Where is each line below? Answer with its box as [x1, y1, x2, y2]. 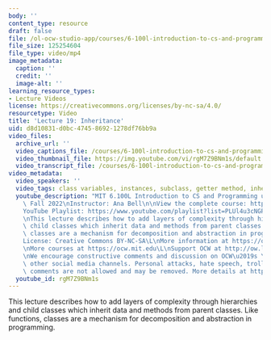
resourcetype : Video [8, 110, 78, 118]
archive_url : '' [15, 139, 70, 148]
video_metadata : [8, 170, 63, 178]
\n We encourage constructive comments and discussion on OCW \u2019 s [23, 252, 258, 260]
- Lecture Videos [8, 94, 67, 103]
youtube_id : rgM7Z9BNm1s [15, 275, 99, 283]
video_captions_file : [15, 147, 89, 155]
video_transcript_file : [15, 162, 95, 170]
